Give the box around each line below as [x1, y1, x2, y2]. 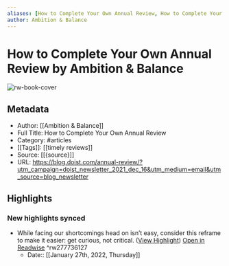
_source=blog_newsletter [16, 173, 89, 181]
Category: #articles [16, 136, 72, 144]
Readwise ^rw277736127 [16, 243, 88, 252]
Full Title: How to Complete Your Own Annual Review [16, 129, 167, 137]
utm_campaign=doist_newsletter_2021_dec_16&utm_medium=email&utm [16, 166, 221, 174]
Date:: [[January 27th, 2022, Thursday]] [27, 250, 141, 258]
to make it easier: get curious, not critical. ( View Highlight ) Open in [16, 236, 205, 244]
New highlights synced [7, 213, 86, 223]
